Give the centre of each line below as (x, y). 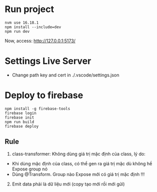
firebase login (21, 113)
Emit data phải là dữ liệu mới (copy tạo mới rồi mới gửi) (68, 184)
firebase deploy (22, 126)
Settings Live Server (48, 61)
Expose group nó (30, 169)
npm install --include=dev (33, 27)
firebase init (20, 117)
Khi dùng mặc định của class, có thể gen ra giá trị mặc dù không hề (82, 163)
